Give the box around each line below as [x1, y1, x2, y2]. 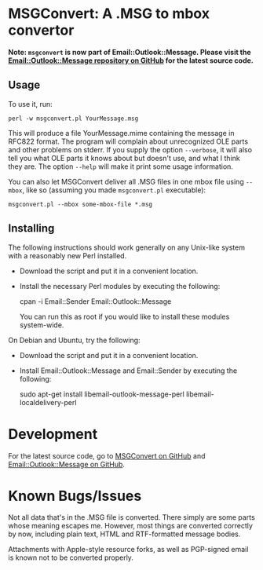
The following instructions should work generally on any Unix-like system [8, 243, 246, 252]
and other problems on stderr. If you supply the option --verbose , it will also [8, 144, 253, 154]
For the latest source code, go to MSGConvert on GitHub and [8, 451, 206, 460]
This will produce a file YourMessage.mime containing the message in [8, 128, 235, 137]
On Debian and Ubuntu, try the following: [8, 335, 141, 345]
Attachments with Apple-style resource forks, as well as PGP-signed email [8, 545, 249, 554]
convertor [8, 21, 75, 39]
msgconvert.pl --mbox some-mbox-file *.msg [8, 200, 153, 208]
